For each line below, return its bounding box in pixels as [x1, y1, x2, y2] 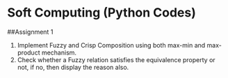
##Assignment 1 [7, 28, 54, 36]
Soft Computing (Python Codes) [7, 5, 197, 21]
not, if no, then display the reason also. [17, 63, 129, 71]
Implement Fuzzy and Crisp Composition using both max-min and [17, 41, 206, 49]
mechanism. [41, 48, 77, 57]
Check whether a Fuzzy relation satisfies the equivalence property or [17, 55, 215, 64]
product [17, 48, 40, 57]
